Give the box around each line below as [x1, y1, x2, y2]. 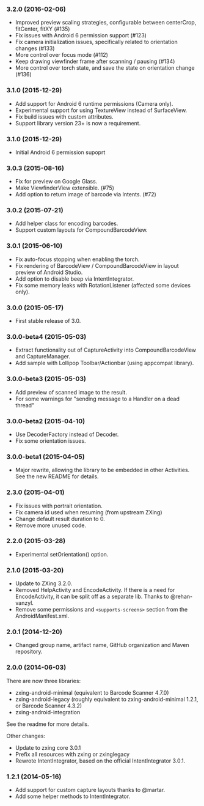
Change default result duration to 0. [15, 515, 105, 522]
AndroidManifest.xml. [15, 612, 70, 619]
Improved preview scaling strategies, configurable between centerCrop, [15, 19, 197, 26]
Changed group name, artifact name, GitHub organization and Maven [15, 641, 189, 649]
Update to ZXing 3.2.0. [15, 580, 73, 587]
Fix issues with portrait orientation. [15, 502, 103, 509]
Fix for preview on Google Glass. [15, 178, 98, 185]
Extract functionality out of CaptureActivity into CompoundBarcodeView [15, 346, 197, 353]
